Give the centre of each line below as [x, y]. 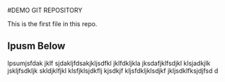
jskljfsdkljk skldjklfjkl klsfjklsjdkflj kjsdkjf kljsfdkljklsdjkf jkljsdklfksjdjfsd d [113, 71]
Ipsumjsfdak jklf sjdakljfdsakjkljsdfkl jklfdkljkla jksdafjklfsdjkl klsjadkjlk [109, 63]
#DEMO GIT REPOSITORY [45, 10]
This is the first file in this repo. [52, 24]
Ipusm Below [36, 46]
